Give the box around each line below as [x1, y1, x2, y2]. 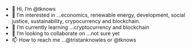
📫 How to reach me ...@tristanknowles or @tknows [11, 36, 137, 43]
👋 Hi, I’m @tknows [11, 6, 56, 12]
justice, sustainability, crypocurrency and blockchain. [11, 18, 141, 24]
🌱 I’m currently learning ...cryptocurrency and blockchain [11, 24, 149, 31]
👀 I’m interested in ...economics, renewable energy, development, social [11, 12, 186, 18]
